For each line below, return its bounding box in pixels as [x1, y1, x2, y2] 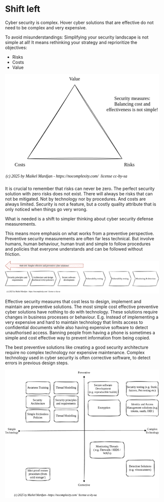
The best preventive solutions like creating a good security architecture [5, 344, 149, 350]
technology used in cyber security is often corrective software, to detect [5, 355, 151, 360]
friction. [5, 251, 21, 257]
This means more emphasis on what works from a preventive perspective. [5, 230, 154, 236]
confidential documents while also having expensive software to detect [5, 324, 148, 330]
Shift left [5, 3, 41, 15]
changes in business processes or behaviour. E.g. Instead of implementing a [5, 314, 159, 320]
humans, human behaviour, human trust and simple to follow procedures [5, 241, 151, 247]
